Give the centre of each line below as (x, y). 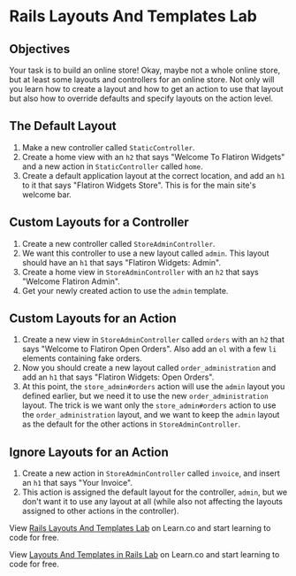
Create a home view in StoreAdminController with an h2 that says (140, 272)
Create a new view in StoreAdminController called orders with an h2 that (153, 340)
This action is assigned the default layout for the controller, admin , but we (155, 492)
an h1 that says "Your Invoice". (77, 483)
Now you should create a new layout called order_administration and (149, 368)
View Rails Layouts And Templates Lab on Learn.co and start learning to (140, 528)
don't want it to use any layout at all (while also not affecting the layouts (152, 502)
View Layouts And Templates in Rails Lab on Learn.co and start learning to (144, 555)
